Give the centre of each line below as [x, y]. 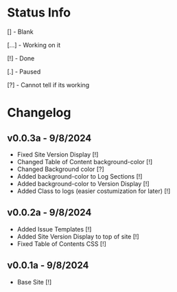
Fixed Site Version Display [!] [58, 154]
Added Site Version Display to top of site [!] [78, 236]
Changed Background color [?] [60, 169]
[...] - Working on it [34, 45]
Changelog [39, 113]
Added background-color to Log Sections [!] [80, 176]
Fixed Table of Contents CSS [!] [61, 244]
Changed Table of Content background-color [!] [85, 161]
